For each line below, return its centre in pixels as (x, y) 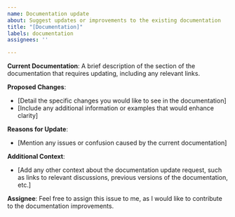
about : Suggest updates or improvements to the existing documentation (114, 20)
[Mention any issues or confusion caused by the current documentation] (122, 143)
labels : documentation (40, 33)
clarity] (28, 116)
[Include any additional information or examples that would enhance (115, 108)
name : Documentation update (48, 14)
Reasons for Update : (38, 129)
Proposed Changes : (37, 87)
